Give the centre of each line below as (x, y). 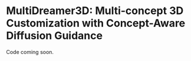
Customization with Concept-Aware (96, 23)
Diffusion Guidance (55, 36)
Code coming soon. (30, 52)
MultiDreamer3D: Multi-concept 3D (95, 11)
